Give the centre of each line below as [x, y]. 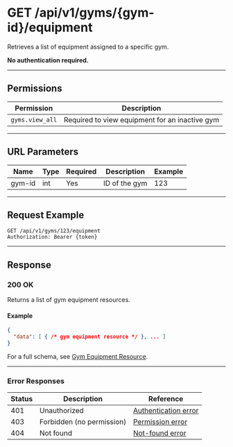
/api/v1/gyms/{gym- [94, 13]
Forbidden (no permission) [83, 422]
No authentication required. [48, 60]
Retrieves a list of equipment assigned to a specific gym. [88, 47]
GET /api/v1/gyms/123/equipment [54, 231]
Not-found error [159, 433]
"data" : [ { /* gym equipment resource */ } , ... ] [90, 337]
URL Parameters [43, 152]
